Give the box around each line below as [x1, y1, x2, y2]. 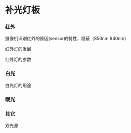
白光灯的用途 [5, 82, 31, 88]
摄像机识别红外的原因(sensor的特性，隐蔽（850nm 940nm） [5, 36, 129, 42]
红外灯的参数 [5, 56, 31, 62]
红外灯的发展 [5, 46, 31, 52]
